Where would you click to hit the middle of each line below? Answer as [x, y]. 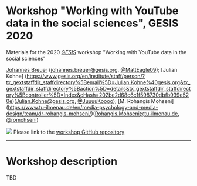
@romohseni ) [23, 119]
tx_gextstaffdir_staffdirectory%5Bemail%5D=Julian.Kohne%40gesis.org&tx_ [98, 82]
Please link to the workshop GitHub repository [69, 132]
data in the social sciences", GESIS [92, 23]
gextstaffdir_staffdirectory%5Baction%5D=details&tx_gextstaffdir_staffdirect [98, 88]
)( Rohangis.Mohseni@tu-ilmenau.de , [135, 114]
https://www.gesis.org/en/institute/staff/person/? [86, 76]
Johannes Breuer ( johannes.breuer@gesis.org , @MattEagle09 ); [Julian [92, 69]
